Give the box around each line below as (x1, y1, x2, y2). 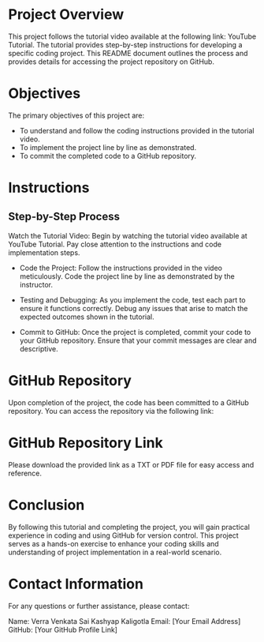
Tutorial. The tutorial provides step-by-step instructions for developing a (8, 39, 243, 49)
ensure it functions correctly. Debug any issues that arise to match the (19, 303, 248, 313)
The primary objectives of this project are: (8, 111, 145, 120)
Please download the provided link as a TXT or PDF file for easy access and (8, 460, 255, 469)
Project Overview (8, 6, 125, 24)
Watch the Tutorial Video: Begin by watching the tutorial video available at (8, 231, 248, 240)
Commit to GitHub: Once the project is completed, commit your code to (19, 327, 251, 336)
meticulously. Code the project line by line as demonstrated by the (19, 271, 235, 281)
